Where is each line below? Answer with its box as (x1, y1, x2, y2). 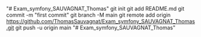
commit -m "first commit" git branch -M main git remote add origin (6, 11, 171, 18)
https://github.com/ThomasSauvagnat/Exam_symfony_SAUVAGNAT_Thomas (6, 18, 195, 24)
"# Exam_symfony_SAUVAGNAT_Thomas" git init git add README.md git (6, 5, 185, 12)
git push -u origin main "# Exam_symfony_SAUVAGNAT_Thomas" (15, 24, 176, 31)
